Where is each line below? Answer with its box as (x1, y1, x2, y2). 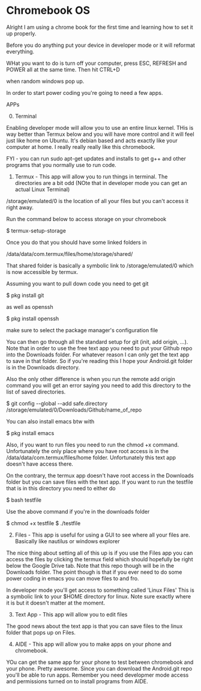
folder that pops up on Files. (6, 629, 76, 636)
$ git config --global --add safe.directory (6, 400, 108, 407)
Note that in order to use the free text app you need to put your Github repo (6, 344, 193, 352)
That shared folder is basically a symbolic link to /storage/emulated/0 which (6, 262, 194, 269)
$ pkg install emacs (6, 429, 55, 436)
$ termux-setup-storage (6, 227, 66, 234)
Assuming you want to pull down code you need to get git (6, 280, 149, 287)
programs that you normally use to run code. (6, 161, 117, 168)
